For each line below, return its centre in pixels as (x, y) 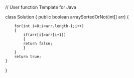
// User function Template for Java (41, 7)
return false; (38, 43)
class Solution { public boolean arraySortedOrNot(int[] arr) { (67, 17)
